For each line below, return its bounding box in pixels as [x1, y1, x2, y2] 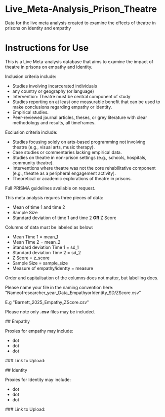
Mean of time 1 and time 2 [12, 204, 65, 210]
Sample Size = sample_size [12, 260, 68, 266]
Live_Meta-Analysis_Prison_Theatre [5, 3, 157, 15]
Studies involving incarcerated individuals [12, 83, 97, 89]
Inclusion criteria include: [5, 73, 57, 79]
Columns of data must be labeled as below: [5, 224, 93, 230]
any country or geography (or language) [12, 88, 94, 94]
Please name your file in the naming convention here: [5, 284, 114, 290]
